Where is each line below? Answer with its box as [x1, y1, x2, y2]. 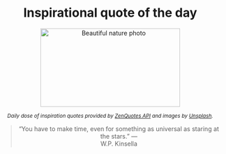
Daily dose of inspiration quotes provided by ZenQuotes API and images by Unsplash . [7, 112, 213, 119]
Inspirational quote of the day [23, 5, 197, 21]
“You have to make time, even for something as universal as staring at [18, 124, 220, 133]
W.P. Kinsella [100, 139, 138, 148]
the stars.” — [100, 132, 138, 140]
